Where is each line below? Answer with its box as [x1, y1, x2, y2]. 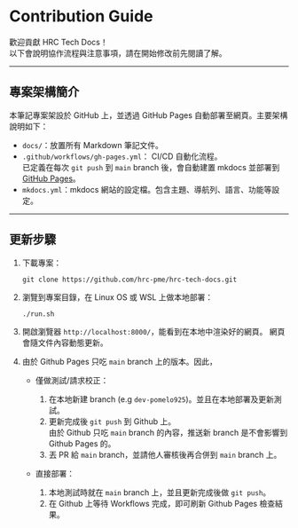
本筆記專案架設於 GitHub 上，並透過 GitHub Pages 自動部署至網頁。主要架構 [9, 109, 288, 121]
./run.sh [21, 309, 55, 319]
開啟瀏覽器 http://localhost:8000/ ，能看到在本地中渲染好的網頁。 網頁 [21, 326, 286, 336]
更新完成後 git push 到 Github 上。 [48, 415, 176, 427]
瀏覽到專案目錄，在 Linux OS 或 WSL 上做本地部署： [21, 291, 214, 303]
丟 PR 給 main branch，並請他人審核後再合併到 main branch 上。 [48, 449, 282, 460]
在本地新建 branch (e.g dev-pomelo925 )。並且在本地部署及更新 [48, 393, 275, 405]
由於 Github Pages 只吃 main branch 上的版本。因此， [21, 356, 217, 366]
